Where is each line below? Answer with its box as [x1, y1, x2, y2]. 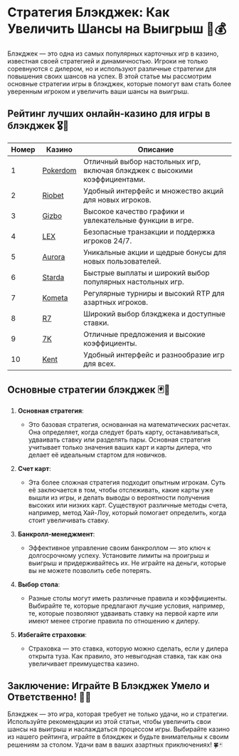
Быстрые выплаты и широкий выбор [83, 268, 210, 278]
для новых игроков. [83, 195, 152, 204]
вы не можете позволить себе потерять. [28, 566, 152, 574]
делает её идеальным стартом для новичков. [28, 450, 167, 459]
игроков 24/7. [83, 236, 132, 246]
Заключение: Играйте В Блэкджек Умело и [7, 680, 210, 692]
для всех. [83, 358, 116, 368]
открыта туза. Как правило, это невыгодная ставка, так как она [28, 651, 222, 660]
